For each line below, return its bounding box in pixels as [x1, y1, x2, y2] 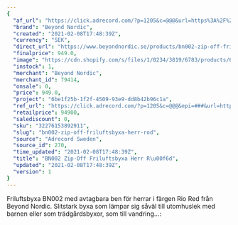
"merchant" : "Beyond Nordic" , [13, 69, 102, 76]
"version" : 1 [13, 168, 52, 175]
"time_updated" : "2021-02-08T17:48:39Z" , [13, 149, 138, 156]
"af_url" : [13, 17, 42, 24]
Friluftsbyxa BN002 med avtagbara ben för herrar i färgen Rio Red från [6, 194, 214, 202]
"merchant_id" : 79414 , [13, 76, 80, 83]
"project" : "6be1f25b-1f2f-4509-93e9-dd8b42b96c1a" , [13, 96, 173, 103]
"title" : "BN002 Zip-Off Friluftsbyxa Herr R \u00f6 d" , [13, 155, 179, 163]
